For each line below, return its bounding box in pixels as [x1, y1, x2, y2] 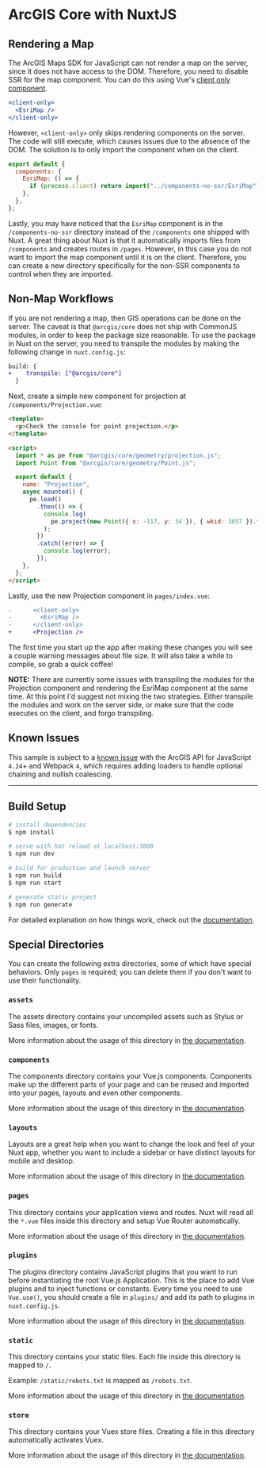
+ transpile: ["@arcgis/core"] [8, 370, 123, 378]
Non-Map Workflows [8, 292, 114, 306]
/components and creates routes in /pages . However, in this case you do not [8, 243, 252, 253]
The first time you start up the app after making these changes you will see [8, 642, 253, 652]
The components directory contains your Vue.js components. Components [8, 1071, 252, 1080]
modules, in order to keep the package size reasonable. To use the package [8, 330, 256, 339]
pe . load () [28, 496, 62, 504]
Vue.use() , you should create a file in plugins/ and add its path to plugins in [8, 1292, 255, 1301]
